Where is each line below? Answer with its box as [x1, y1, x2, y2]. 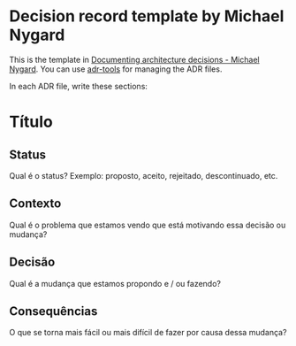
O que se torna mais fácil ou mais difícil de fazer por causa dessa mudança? [9, 327, 287, 338]
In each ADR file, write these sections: [9, 81, 148, 91]
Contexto [9, 196, 62, 211]
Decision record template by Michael [9, 6, 285, 27]
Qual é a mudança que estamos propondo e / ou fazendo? [9, 278, 221, 288]
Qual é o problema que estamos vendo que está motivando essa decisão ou [9, 219, 286, 230]
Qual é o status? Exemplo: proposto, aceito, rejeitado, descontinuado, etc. [9, 170, 278, 181]
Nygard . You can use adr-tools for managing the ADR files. [9, 64, 223, 74]
